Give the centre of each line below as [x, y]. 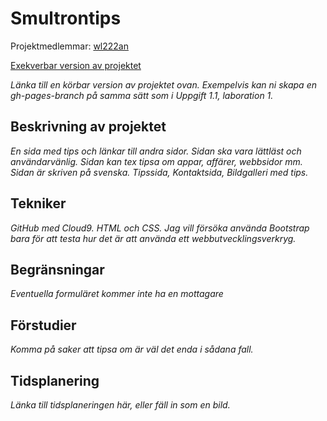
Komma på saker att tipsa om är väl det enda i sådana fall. [132, 349]
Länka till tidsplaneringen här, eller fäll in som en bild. [120, 405]
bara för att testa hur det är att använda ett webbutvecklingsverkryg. [153, 238]
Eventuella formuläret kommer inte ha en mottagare [117, 294]
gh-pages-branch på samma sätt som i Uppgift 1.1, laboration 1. [142, 95]
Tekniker [38, 203]
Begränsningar [57, 269]
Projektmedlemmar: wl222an [69, 46]
